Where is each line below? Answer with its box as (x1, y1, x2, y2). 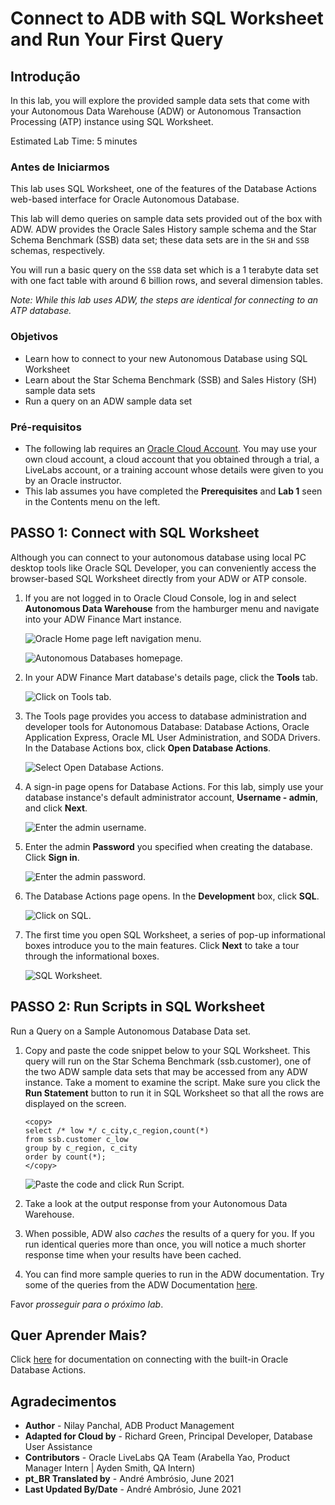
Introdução (10, 68, 81, 85)
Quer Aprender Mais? (10, 1327, 148, 1344)
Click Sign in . (24, 851, 80, 863)
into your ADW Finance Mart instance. (24, 613, 182, 625)
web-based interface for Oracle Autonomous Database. (10, 193, 240, 206)
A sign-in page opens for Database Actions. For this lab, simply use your (24, 780, 324, 792)
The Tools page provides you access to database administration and (24, 710, 307, 722)
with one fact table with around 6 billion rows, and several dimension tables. (10, 275, 323, 287)
